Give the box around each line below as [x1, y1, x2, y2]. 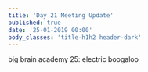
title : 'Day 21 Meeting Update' [8, 11, 114, 20]
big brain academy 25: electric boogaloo [8, 55, 139, 64]
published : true [8, 19, 61, 27]
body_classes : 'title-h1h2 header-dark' [8, 33, 143, 41]
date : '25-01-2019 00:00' [8, 26, 92, 34]
